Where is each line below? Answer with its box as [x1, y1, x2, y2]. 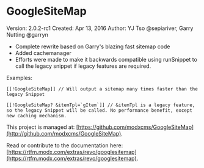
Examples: [6, 74, 32, 81]
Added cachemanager [15, 49, 71, 56]
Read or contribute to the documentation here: [6, 142, 123, 149]
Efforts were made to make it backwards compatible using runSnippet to [15, 56, 197, 63]
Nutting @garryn [6, 31, 49, 38]
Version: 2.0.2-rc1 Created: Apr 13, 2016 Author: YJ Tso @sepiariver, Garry [6, 24, 194, 32]
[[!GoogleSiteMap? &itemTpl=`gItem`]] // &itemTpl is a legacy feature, [6, 102, 195, 108]
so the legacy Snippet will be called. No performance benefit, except [6, 107, 192, 114]
